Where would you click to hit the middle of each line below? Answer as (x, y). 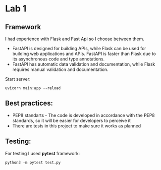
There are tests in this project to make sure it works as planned (77, 126)
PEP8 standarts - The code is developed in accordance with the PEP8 (83, 115)
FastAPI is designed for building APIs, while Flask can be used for (79, 48)
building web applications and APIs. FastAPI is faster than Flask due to (84, 54)
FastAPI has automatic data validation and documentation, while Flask (83, 64)
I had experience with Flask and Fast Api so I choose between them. (75, 39)
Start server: (18, 79)
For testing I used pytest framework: (43, 153)
